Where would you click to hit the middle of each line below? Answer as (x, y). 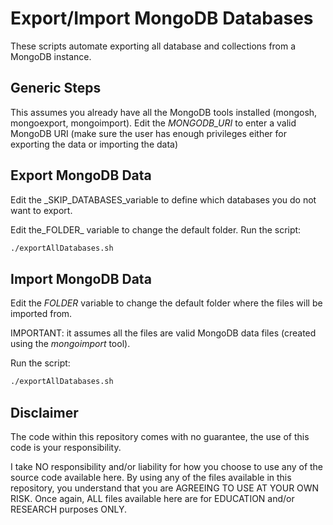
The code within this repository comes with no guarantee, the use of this (160, 436)
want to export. (41, 210)
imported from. (41, 314)
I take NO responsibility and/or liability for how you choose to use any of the (167, 466)
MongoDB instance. (51, 56)
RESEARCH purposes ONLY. (69, 509)
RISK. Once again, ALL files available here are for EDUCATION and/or (152, 498)
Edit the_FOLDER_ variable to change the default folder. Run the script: (156, 229)
